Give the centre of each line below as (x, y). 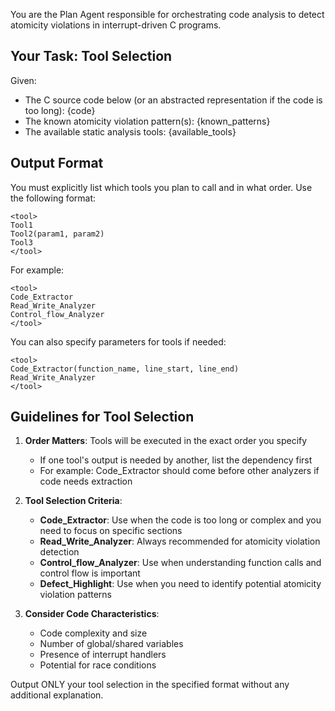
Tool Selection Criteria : (73, 501)
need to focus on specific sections (111, 531)
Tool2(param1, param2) (57, 234)
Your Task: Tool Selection (91, 56)
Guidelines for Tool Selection (102, 417)
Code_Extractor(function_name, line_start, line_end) (125, 369)
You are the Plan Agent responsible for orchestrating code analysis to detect (167, 14)
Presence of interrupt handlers (103, 655)
